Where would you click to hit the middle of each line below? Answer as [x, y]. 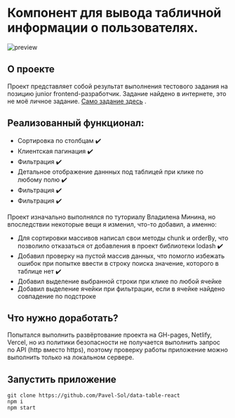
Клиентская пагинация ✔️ [55, 151]
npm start [22, 408]
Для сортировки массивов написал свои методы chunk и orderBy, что [123, 238]
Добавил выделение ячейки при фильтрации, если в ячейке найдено [121, 288]
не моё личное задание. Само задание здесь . [77, 101]
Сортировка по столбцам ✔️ [59, 140]
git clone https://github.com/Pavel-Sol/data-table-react [94, 396]
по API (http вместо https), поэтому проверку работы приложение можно [117, 350]
